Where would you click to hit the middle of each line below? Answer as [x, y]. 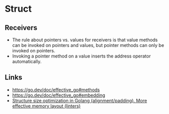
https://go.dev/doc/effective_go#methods [56, 90]
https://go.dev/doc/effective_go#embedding [59, 95]
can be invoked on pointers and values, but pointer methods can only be [88, 45]
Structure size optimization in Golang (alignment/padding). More [79, 100]
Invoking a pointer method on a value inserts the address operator [81, 56]
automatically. [27, 61]
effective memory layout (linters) [46, 106]
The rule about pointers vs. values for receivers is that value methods [85, 40]
